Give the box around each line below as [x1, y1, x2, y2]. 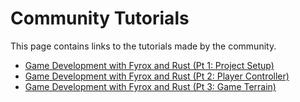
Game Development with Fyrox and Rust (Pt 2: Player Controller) [24, 70, 290, 82]
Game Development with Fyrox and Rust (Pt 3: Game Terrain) [24, 80, 277, 92]
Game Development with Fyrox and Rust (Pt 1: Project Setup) [24, 59, 275, 71]
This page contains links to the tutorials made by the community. [10, 40, 277, 52]
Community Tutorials [10, 7, 190, 30]
